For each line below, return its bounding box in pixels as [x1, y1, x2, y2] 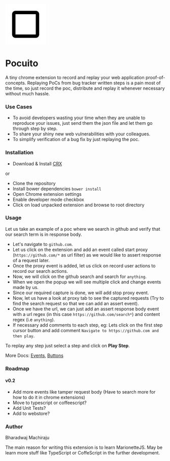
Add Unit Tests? [12, 405, 46, 411]
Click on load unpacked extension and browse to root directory [12, 202, 145, 208]
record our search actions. [12, 268, 69, 274]
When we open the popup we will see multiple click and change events [12, 278, 161, 285]
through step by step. [12, 126, 58, 132]
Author [5, 423, 23, 430]
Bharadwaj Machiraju [5, 435, 50, 441]
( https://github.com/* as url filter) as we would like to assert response [12, 252, 161, 258]
